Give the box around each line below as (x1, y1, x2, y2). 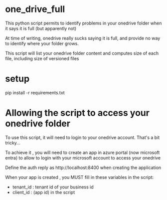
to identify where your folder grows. (5, 40, 79, 46)
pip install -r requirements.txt (5, 89, 65, 96)
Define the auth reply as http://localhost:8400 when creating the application (5, 164, 162, 170)
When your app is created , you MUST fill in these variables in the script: (5, 174, 154, 180)
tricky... (5, 139, 21, 146)
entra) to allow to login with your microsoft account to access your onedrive (5, 154, 161, 161)
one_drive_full (5, 4, 65, 15)
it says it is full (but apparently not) (5, 25, 77, 31)
